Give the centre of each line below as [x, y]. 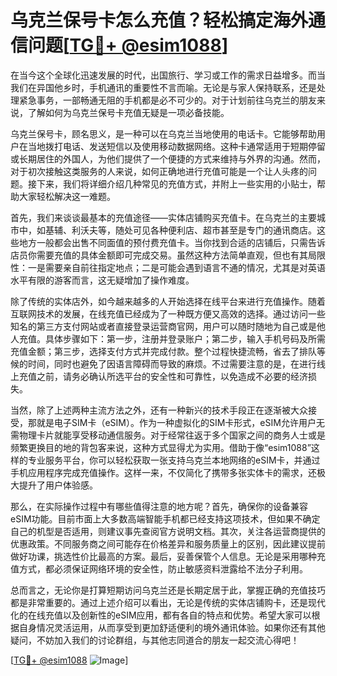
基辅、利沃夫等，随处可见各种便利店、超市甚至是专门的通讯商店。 [180, 230]
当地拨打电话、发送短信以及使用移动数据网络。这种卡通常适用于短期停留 [176, 146]
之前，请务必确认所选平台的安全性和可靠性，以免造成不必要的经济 [172, 376]
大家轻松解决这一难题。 [67, 196]
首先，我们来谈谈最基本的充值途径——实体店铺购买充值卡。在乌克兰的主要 [163, 217]
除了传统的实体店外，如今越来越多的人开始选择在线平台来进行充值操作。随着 [168, 301]
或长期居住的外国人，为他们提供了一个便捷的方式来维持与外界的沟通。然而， [168, 158]
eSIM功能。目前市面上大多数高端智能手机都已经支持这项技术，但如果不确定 [165, 518]
